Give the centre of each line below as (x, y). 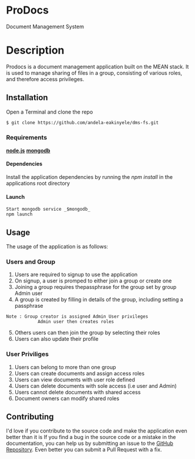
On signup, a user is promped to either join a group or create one (93, 281)
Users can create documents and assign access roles (80, 373)
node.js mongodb (28, 150)
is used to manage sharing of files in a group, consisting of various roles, (94, 73)
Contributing (30, 417)
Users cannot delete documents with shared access (78, 392)
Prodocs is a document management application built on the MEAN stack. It (97, 66)
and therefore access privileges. (45, 79)
